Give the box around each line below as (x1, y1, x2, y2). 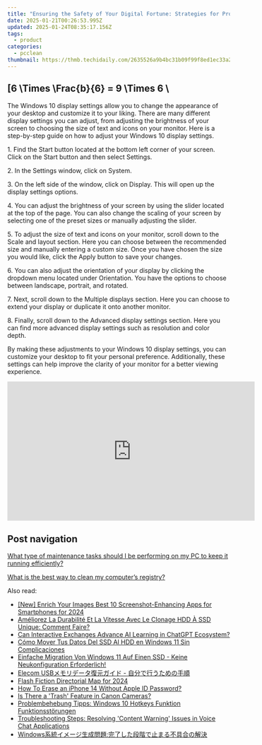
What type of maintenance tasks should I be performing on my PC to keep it (7, 552, 228, 561)
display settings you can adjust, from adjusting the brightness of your (7, 116, 210, 124)
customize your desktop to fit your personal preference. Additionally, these (7, 352, 225, 360)
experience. (7, 367, 42, 375)
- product (13, 37, 42, 44)
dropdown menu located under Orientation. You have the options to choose (7, 274, 227, 282)
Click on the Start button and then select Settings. (7, 153, 153, 161)
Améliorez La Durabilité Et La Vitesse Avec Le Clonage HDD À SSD (17, 616, 211, 624)
